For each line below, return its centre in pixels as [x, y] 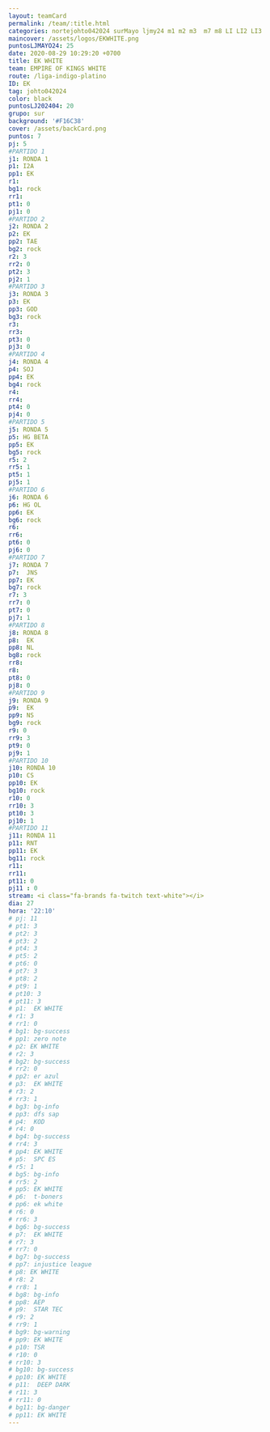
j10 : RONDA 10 [32, 768]
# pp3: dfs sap [34, 1114]
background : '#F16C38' [46, 121]
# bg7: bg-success [39, 1257]
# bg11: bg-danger [39, 1407]
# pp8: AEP [27, 1302]
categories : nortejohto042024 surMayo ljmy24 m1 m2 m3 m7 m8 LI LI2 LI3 [135, 31]
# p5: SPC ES [32, 1159]
